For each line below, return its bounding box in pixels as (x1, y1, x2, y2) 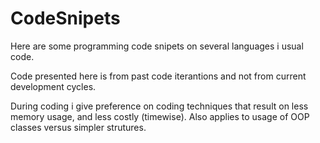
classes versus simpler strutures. (10, 121, 147, 133)
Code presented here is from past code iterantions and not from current (10, 70, 307, 82)
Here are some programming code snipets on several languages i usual (10, 40, 304, 52)
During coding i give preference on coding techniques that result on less (10, 100, 309, 112)
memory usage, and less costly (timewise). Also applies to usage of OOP (10, 110, 310, 122)
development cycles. (10, 80, 97, 92)
